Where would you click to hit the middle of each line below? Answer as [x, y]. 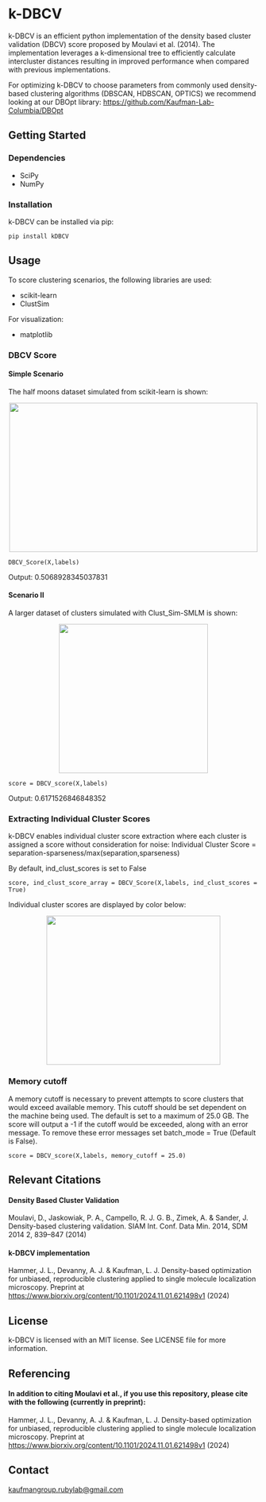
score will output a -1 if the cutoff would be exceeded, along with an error [128, 1124]
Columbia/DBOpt [36, 110]
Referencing [39, 1374]
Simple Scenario [36, 374]
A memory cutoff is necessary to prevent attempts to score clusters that [126, 1099]
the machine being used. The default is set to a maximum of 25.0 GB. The [129, 1116]
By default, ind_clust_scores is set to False [77, 868]
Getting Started [47, 136]
